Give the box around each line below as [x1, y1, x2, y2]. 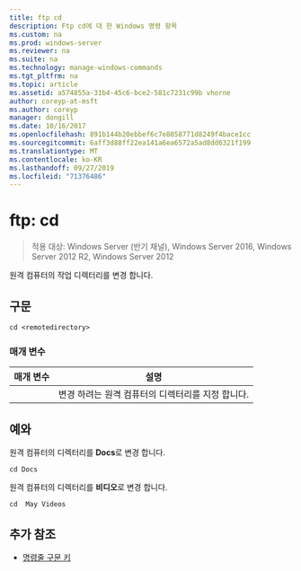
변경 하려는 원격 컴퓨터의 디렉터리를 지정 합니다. [58, 388, 250, 400]
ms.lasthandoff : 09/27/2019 [9, 163, 115, 172]
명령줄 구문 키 [22, 551, 71, 562]
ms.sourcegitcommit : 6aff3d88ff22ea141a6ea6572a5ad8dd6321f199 [9, 138, 252, 147]
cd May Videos [9, 500, 66, 509]
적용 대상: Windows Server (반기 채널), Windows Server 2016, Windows [31, 242, 292, 252]
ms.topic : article [9, 80, 78, 89]
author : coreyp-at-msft [9, 96, 99, 106]
